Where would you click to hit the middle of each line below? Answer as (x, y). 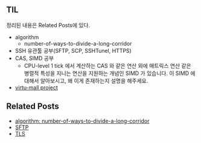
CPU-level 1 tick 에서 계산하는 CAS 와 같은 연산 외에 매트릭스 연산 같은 (107, 65)
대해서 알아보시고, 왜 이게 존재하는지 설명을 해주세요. (86, 81)
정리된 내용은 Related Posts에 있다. (48, 25)
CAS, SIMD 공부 (34, 58)
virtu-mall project (37, 87)
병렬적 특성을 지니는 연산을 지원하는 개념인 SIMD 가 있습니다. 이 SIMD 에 (110, 73)
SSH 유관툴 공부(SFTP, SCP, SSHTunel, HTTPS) (73, 50)
